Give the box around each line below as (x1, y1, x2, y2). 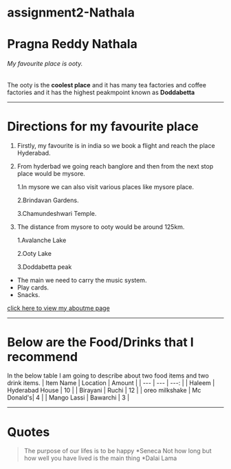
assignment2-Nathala (7, 5, 135, 21)
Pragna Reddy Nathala (7, 36, 137, 52)
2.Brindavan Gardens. (16, 196, 79, 204)
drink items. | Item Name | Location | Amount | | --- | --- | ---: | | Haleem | (7, 379, 215, 387)
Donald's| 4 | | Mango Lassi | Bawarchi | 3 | (7, 393, 129, 402)
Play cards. (16, 283, 49, 292)
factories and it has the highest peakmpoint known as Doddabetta (7, 88, 195, 96)
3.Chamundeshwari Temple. (16, 209, 97, 217)
